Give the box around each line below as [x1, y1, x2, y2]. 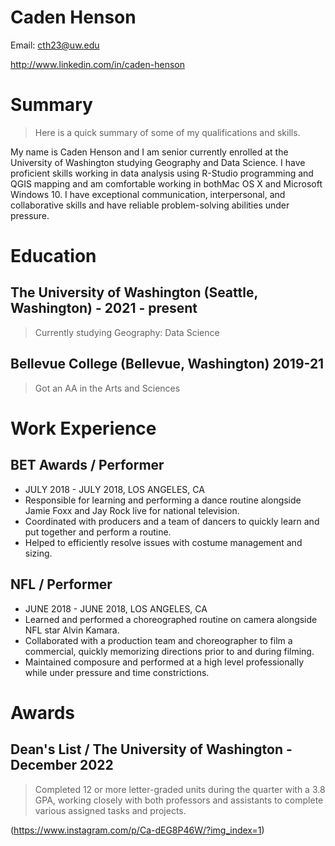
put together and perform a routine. [24, 526, 172, 538]
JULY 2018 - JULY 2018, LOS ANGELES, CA [24, 483, 205, 495]
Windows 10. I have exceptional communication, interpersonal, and [10, 188, 286, 200]
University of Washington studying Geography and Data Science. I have [10, 156, 306, 168]
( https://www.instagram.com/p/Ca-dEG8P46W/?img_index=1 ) [10, 824, 265, 836]
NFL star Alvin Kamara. [24, 624, 120, 636]
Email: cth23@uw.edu [10, 39, 100, 51]
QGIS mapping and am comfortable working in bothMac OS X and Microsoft [10, 177, 323, 190]
